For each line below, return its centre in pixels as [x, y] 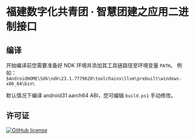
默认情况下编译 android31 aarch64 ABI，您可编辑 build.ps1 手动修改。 [91, 95]
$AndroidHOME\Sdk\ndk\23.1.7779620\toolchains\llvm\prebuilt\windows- [94, 79]
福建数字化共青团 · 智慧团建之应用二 [92, 12]
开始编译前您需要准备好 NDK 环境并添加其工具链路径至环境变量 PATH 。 [91, 65]
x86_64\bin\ [20, 84]
